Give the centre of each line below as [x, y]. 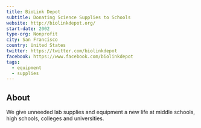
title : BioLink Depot [33, 12]
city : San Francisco [32, 40]
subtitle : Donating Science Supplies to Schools [69, 17]
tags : [13, 62]
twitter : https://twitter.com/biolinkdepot [62, 51]
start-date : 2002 [28, 29]
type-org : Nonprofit [32, 34]
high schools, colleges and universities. [55, 118]
